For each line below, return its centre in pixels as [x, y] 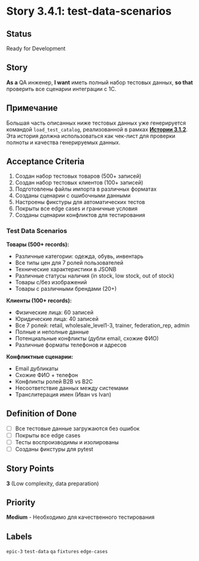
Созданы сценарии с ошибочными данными [73, 196]
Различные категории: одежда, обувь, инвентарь [79, 256]
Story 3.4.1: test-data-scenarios [89, 11]
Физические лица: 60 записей [54, 312]
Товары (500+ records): [38, 244]
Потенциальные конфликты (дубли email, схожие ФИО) [87, 338]
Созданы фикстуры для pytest [54, 449]
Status [19, 34]
